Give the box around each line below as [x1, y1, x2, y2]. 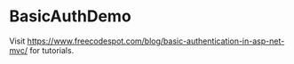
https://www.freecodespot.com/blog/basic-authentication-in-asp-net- [27, 36, 285, 46]
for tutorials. [29, 44, 75, 55]
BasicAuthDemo [9, 6, 131, 27]
